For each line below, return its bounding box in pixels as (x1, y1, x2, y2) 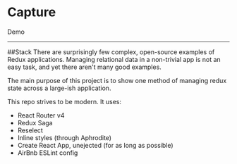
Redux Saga (17, 118, 53, 127)
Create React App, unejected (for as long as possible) (17, 141, 174, 149)
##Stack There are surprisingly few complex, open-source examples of (7, 47, 215, 56)
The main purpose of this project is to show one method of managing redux (7, 76, 227, 84)
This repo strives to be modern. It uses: (7, 97, 122, 106)
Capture (7, 4, 56, 20)
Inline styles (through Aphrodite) (17, 133, 111, 141)
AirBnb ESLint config (17, 149, 78, 157)
